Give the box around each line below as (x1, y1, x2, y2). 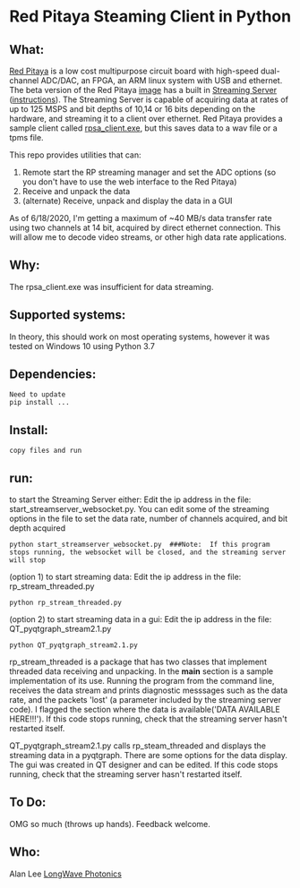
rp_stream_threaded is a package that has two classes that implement (9, 656, 267, 668)
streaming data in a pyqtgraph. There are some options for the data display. (9, 750, 288, 761)
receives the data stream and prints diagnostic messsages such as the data (9, 685, 288, 696)
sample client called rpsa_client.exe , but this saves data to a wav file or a (9, 123, 278, 133)
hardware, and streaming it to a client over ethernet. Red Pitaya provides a (9, 114, 284, 124)
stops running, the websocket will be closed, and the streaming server (9, 548, 287, 557)
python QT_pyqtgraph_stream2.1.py (9, 641, 139, 650)
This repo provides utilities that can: (9, 149, 141, 160)
